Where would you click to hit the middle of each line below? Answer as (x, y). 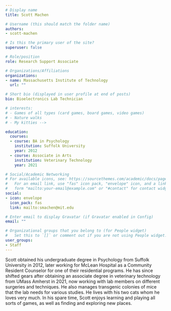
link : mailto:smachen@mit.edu (42, 208)
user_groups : (19, 240)
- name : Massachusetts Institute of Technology (57, 80)
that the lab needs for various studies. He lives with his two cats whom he (82, 292)
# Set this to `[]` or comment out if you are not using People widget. (86, 236)
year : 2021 (26, 165)
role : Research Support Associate (42, 61)
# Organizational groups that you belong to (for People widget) (76, 231)
